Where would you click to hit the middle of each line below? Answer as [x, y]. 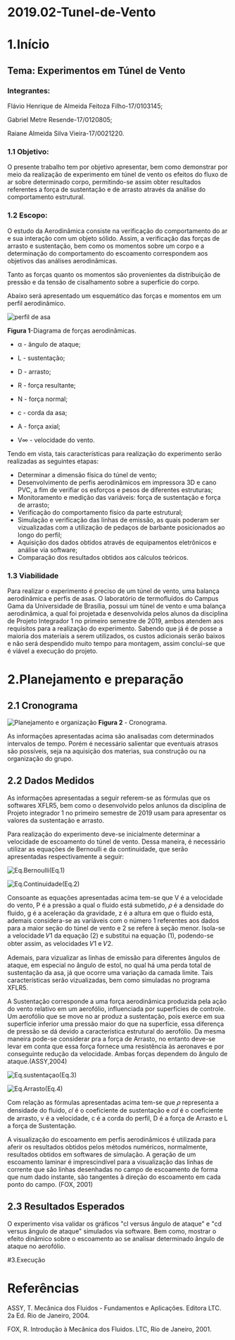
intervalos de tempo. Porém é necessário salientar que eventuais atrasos [113, 743]
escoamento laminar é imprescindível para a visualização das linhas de [110, 1161]
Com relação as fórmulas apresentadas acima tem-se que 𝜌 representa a [113, 1102]
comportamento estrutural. [46, 197]
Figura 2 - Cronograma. [133, 722]
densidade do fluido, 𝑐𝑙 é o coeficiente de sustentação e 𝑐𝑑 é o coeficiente [115, 1110]
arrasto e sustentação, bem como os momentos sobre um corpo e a [106, 246]
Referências [43, 1288]
